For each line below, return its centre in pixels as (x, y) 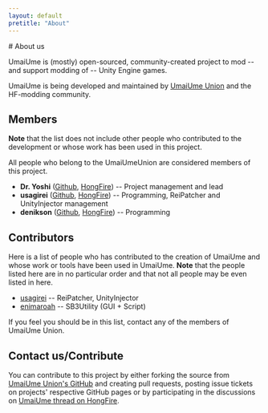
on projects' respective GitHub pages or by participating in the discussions (132, 392)
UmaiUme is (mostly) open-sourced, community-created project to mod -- (131, 62)
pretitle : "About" (39, 23)
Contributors (41, 237)
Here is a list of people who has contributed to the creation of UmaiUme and (134, 257)
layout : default (35, 16)
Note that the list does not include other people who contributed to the (125, 139)
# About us (26, 46)
